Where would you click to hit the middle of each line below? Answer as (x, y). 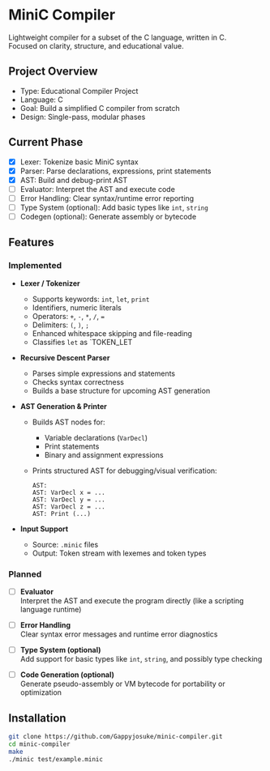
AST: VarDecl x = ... (69, 492)
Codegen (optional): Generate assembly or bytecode (108, 216)
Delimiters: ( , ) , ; (61, 325)
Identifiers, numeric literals (77, 307)
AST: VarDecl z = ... (69, 507)
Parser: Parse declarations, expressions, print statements (116, 171)
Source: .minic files (65, 544)
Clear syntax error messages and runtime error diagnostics (119, 634)
